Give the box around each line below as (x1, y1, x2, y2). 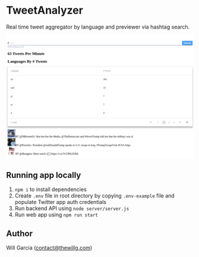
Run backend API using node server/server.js (14, 205, 129, 212)
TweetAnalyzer (6, 4, 83, 17)
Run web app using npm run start (14, 211, 99, 218)
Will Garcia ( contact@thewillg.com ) (6, 245, 93, 252)
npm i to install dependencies (14, 186, 87, 193)
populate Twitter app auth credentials (14, 199, 107, 206)
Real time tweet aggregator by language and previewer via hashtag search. (6, 23, 190, 30)
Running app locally (6, 170, 81, 180)
